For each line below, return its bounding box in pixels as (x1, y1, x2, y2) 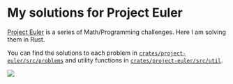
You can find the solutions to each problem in (7, 49, 138, 57)
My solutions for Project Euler (7, 5, 183, 21)
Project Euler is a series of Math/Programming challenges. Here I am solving (7, 28, 227, 36)
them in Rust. (7, 35, 45, 43)
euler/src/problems (7, 57, 64, 64)
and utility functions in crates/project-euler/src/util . (65, 56, 223, 64)
